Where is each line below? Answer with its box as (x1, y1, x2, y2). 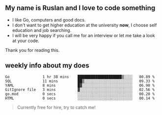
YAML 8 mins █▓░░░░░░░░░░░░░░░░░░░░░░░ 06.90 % (5, 83, 155, 88)
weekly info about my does (5, 61, 89, 70)
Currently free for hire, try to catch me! (17, 104, 96, 110)
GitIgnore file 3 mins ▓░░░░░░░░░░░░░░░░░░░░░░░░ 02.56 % (5, 87, 155, 92)
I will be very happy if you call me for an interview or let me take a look (12, 32, 155, 38)
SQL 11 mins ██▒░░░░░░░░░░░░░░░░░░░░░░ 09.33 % (5, 78, 155, 84)
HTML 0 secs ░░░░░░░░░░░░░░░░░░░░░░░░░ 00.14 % (5, 95, 155, 101)
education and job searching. (12, 27, 72, 33)
